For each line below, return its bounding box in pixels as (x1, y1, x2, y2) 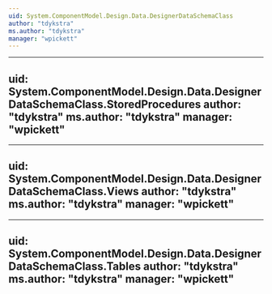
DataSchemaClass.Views (8, 185, 139, 198)
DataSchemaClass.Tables (8, 260, 142, 274)
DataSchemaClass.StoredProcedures (8, 97, 202, 111)
